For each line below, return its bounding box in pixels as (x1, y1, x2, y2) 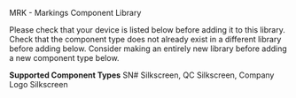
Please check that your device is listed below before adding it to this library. (9, 25, 285, 34)
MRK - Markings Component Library (9, 8, 142, 18)
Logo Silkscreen (9, 79, 68, 89)
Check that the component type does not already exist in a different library (9, 34, 282, 44)
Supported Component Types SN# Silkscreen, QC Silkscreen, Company (9, 70, 275, 80)
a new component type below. (9, 53, 120, 63)
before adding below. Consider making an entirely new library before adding (9, 43, 288, 54)
